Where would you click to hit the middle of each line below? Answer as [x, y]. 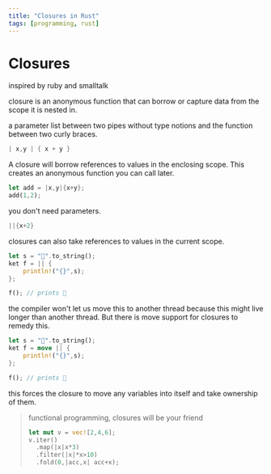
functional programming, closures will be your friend [116, 417]
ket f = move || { [39, 349]
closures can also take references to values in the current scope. [116, 241]
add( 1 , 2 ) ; [25, 196]
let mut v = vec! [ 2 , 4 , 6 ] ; [72, 432]
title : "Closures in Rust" [54, 16]
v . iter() [43, 440]
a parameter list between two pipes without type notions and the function [131, 125]
